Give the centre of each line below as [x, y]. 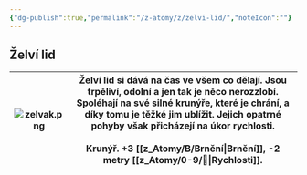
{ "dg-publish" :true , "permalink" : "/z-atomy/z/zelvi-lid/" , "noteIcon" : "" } [151, 18]
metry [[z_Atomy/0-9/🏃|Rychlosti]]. [183, 160]
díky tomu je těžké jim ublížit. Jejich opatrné [183, 115]
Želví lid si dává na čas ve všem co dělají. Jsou [183, 80]
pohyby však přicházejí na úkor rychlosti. [183, 126]
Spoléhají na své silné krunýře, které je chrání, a [183, 103]
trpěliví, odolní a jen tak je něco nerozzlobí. [183, 92]
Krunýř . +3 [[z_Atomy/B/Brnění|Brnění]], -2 [183, 149]
